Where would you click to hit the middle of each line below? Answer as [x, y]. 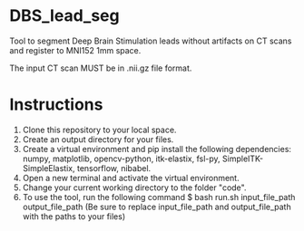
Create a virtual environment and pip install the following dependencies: [157, 149]
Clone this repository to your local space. [99, 130]
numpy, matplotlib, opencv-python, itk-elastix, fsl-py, [121, 159]
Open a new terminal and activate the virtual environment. [131, 178]
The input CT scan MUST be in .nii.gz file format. [101, 68]
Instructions [56, 105]
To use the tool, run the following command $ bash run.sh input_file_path [159, 197]
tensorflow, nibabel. [114, 168]
